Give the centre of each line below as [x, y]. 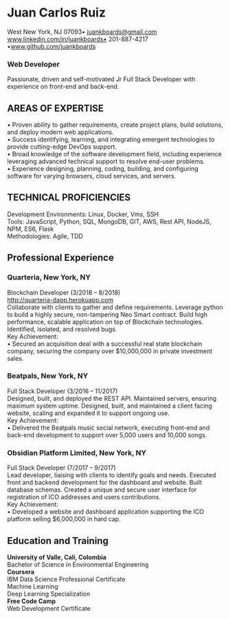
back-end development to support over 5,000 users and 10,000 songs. [107, 434]
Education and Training [58, 541]
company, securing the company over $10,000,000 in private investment [110, 351]
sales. [15, 358]
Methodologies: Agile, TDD [45, 236]
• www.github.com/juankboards [51, 46]
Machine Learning [33, 586]
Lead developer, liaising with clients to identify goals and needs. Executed [112, 475]
